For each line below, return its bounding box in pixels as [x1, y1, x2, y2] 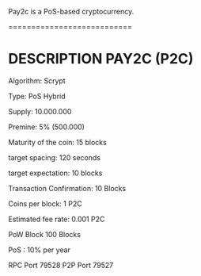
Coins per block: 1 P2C [8, 198, 82, 209]
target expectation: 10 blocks [8, 168, 103, 178]
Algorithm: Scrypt [8, 75, 66, 86]
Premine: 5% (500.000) [8, 122, 85, 132]
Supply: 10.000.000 [8, 106, 72, 116]
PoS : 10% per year [8, 245, 71, 255]
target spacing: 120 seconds [8, 152, 101, 162]
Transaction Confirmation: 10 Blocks [8, 183, 127, 193]
